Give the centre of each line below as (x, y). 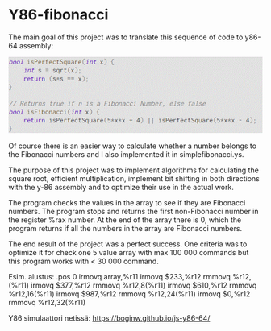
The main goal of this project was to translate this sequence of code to (126, 37)
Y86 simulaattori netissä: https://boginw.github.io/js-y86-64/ (109, 318)
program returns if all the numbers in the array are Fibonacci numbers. (125, 229)
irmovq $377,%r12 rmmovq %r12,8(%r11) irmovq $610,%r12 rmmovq (144, 285)
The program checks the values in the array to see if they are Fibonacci (127, 203)
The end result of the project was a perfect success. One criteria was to (128, 244)
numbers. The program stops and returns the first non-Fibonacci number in (134, 212)
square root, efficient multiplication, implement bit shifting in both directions (134, 179)
